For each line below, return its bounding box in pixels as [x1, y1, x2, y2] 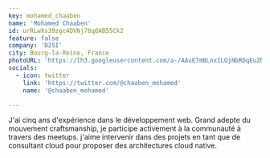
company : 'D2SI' [8, 42, 63, 50]
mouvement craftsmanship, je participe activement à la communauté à [8, 124, 241, 133]
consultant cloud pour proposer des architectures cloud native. [8, 141, 218, 151]
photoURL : [8, 57, 42, 65]
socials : [8, 64, 38, 72]
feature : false [8, 34, 59, 43]
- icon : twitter [15, 71, 70, 79]
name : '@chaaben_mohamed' [22, 86, 110, 95]
